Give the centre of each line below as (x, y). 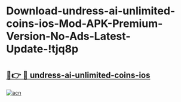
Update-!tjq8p (42, 49)
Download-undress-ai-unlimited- (91, 11)
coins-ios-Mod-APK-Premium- (85, 24)
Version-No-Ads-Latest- (68, 36)
